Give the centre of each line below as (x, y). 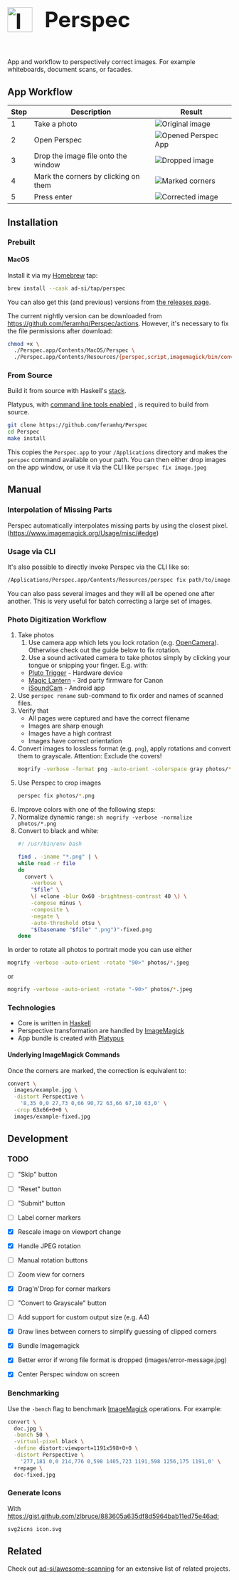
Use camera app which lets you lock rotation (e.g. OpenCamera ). (123, 643)
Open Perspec (58, 140)
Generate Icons (34, 1493)
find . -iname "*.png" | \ (58, 857)
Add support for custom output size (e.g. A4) (84, 1317)
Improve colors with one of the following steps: (86, 809)
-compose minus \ (57, 903)
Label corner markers (49, 1217)
